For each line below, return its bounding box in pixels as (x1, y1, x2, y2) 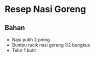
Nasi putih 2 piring (11, 36, 50, 42)
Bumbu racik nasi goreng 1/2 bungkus (11, 42, 90, 48)
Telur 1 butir (11, 47, 36, 53)
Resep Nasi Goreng (4, 3, 86, 15)
